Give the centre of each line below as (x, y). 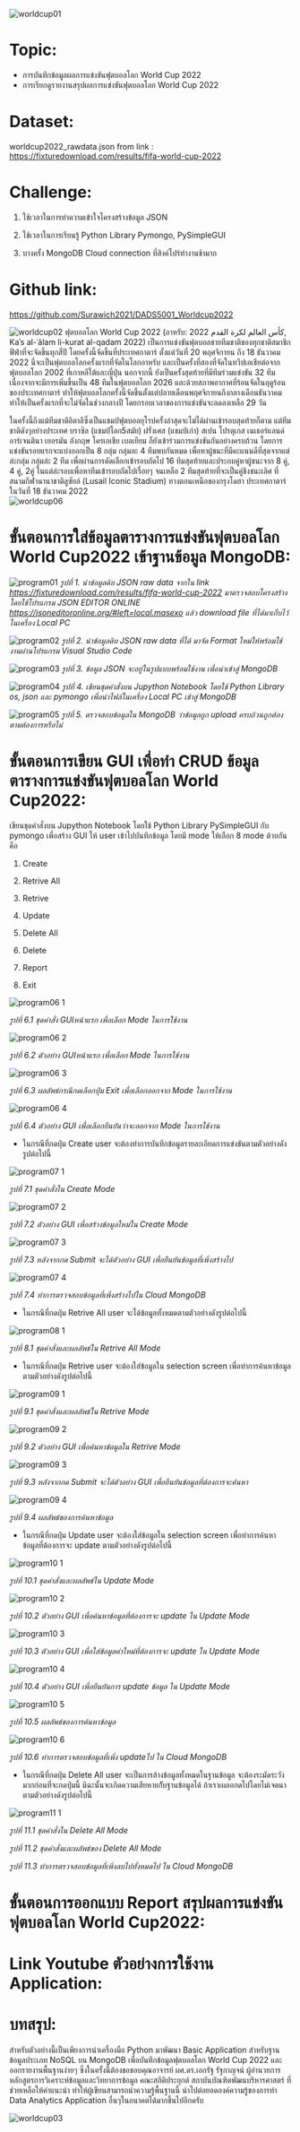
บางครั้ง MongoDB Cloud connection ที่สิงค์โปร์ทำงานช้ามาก (120, 253)
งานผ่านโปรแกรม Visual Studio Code (71, 651)
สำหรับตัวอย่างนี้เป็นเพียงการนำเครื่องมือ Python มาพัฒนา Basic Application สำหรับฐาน (145, 2050)
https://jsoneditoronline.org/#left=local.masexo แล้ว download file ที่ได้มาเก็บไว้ (149, 612)
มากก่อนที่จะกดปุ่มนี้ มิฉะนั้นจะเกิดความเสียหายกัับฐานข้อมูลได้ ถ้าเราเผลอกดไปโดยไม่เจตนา (154, 1784)
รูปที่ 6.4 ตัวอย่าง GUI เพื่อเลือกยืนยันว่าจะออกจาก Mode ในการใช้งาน (115, 1126)
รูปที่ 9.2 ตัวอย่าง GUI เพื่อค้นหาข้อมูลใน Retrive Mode (95, 1446)
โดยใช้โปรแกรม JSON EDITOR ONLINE (75, 602)
